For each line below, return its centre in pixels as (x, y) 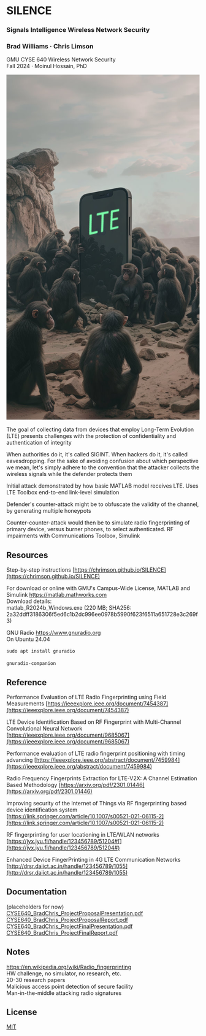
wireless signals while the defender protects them (69, 474)
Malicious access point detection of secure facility (70, 986)
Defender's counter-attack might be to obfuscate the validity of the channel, (103, 504)
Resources (27, 555)
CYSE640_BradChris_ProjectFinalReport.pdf (62, 932)
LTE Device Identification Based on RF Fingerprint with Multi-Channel (94, 722)
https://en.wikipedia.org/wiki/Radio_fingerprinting (69, 967)
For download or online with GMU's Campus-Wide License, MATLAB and (98, 588)
